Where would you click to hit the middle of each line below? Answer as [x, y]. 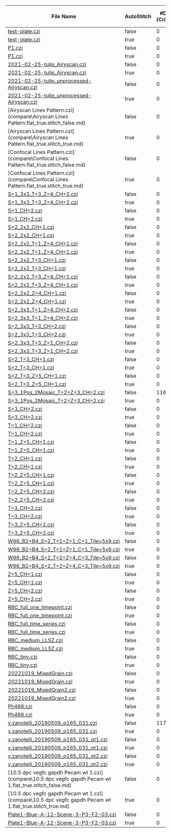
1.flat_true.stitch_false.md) [40, 785]
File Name [64, 16]
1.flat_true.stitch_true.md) [39, 806]
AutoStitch [138, 16]
